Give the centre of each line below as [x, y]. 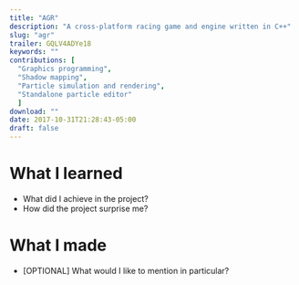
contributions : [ [42, 60]
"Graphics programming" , [65, 69]
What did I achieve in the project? [85, 198]
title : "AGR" [34, 18]
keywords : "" [34, 52]
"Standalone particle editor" [75, 94]
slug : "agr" [32, 35]
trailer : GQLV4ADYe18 [51, 43]
